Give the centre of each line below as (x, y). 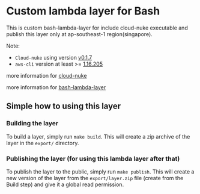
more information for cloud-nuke (47, 75)
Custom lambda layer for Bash (83, 11)
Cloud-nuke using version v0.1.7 (53, 57)
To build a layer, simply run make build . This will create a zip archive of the (98, 136)
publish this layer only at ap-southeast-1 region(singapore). (80, 34)
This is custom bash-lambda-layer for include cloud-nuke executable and (97, 28)
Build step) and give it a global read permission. (65, 184)
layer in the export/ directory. (43, 143)
